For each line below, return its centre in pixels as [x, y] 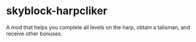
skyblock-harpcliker [57, 11]
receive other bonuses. [34, 33]
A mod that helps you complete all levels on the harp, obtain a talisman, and [98, 27]
